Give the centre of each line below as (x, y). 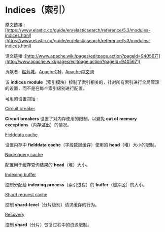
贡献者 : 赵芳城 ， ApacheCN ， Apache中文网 (50, 71)
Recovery (15, 214)
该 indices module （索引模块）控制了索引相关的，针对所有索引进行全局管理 (82, 82)
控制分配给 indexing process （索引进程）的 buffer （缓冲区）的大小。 (76, 184)
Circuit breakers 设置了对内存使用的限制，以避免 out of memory (71, 118)
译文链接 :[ (16, 56)
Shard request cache (26, 194)
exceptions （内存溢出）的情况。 (38, 125)
